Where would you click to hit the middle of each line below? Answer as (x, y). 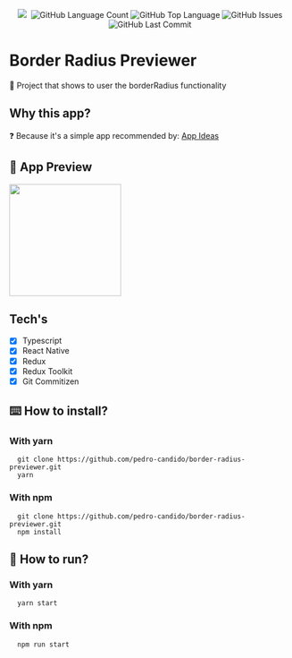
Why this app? (50, 113)
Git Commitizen (50, 381)
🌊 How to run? (49, 560)
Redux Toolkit (47, 371)
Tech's (29, 319)
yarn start (38, 603)
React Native (46, 351)
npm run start (43, 645)
